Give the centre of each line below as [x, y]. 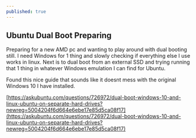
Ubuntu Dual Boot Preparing [59, 36]
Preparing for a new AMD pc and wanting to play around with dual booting [97, 50]
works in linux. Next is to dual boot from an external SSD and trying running [98, 62]
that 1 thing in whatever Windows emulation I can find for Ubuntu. [86, 68]
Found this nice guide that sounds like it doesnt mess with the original [91, 80]
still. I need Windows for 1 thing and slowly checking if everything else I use [98, 56]
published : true [26, 11]
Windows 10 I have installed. [41, 86]
